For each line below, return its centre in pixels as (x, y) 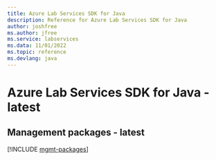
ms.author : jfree (32, 33)
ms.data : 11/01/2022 (37, 46)
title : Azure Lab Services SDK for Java (66, 13)
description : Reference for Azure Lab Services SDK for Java (97, 20)
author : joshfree (32, 26)
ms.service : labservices (43, 39)
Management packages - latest (76, 133)
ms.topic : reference (37, 52)
